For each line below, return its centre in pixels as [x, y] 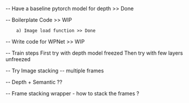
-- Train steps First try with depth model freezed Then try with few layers [94, 53]
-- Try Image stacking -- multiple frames [55, 71]
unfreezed [18, 59]
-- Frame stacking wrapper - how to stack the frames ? [72, 93]
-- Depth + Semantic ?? [34, 82]
